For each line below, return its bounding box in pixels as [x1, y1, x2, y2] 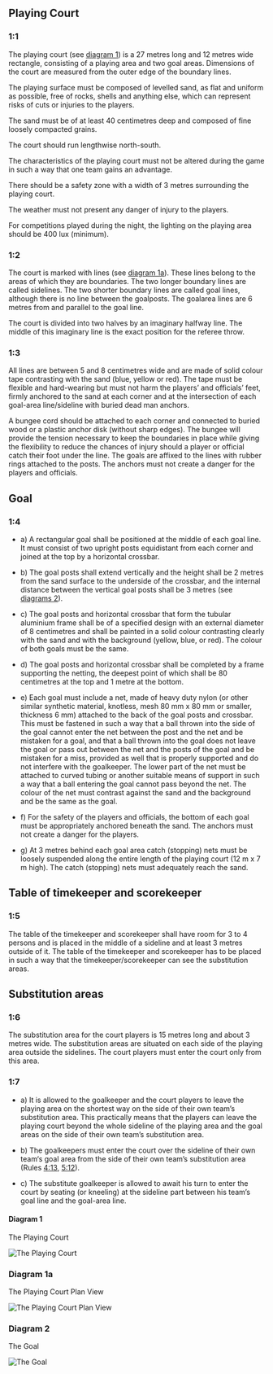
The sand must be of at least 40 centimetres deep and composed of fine [8, 116, 252, 125]
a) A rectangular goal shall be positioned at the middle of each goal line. [19, 534, 262, 544]
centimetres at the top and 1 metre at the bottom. [19, 676, 184, 686]
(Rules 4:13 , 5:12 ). [19, 1162, 80, 1172]
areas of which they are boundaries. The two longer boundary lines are [8, 276, 246, 286]
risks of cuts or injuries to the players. [8, 99, 135, 109]
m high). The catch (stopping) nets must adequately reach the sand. [19, 862, 249, 872]
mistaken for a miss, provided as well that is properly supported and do [19, 753, 259, 763]
